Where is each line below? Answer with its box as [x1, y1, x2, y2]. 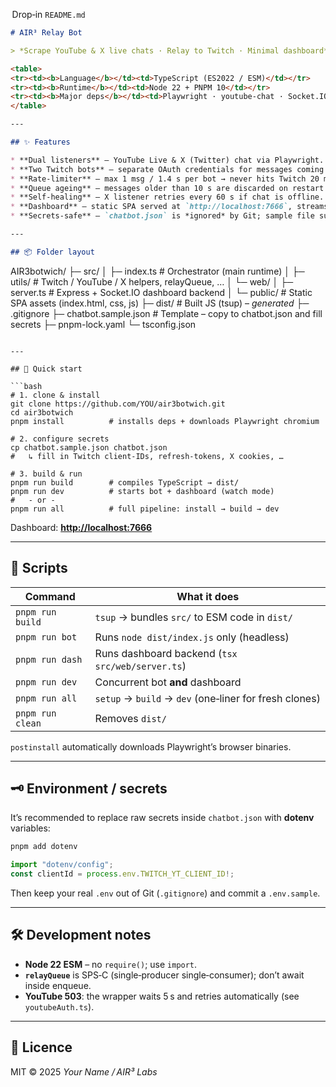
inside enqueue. [24, 979, 92, 991]
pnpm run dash [15, 654, 83, 665]
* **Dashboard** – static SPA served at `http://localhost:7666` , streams [10, 202, 329, 212]
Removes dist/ [94, 711, 167, 725]
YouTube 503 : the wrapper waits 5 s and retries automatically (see [24, 990, 300, 1002]
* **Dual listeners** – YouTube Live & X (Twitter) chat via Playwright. [10, 155, 325, 165]
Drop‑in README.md [11, 9, 86, 20]
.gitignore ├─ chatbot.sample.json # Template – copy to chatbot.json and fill [10, 307, 323, 319]
